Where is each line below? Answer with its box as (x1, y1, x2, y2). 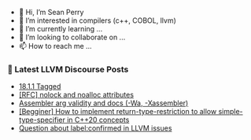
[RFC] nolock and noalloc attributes (18, 90, 135, 100)
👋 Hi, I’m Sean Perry (18, 8, 84, 17)
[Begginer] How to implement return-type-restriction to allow (18, 107, 217, 116)
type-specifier (18, 115, 66, 125)
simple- (218, 107, 243, 116)
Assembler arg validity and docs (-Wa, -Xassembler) (18, 98, 189, 108)
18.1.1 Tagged (18, 82, 61, 91)
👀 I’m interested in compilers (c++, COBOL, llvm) (18, 16, 176, 25)
